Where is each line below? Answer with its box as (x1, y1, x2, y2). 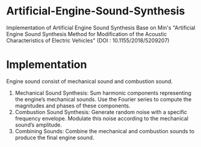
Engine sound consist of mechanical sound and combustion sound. (6, 77, 173, 85)
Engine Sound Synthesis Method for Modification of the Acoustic (6, 30, 167, 37)
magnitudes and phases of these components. (14, 102, 131, 109)
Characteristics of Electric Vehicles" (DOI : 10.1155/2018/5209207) (6, 37, 170, 44)
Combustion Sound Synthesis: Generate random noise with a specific (14, 108, 188, 115)
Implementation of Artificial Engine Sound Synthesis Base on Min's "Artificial (6, 24, 196, 31)
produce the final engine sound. (14, 134, 94, 141)
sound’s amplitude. (14, 121, 62, 128)
